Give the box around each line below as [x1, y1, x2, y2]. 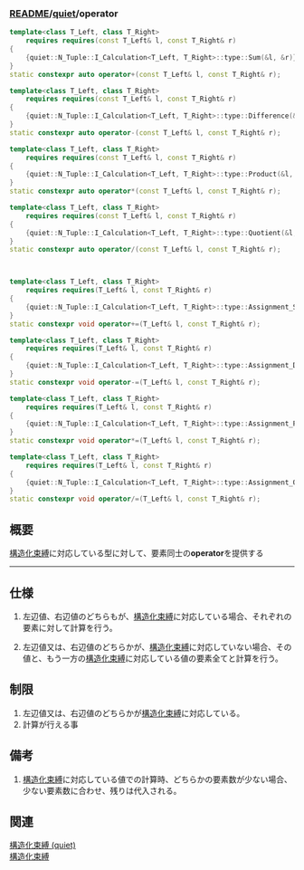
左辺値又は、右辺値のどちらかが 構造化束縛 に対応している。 [22, 707, 245, 718]
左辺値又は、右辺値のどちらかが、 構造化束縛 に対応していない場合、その [22, 641, 292, 652]
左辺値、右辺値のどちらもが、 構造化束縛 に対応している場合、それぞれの [22, 610, 292, 622]
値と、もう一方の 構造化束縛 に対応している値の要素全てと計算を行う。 [22, 653, 283, 664]
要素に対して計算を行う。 [22, 622, 118, 633]
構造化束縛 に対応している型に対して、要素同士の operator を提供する [9, 548, 264, 559]
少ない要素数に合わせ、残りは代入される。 [22, 785, 182, 796]
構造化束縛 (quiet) [9, 840, 77, 851]
